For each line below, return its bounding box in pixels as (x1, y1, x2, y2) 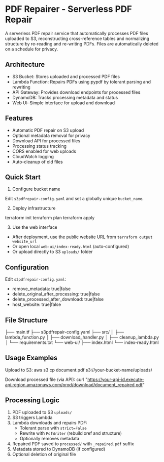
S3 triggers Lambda (12, 414, 53, 420)
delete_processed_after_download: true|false (12, 296, 104, 302)
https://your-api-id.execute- (87, 377, 144, 382)
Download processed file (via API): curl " (5, 377, 88, 382)
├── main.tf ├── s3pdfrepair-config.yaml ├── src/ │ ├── (5, 329, 124, 335)
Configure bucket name (12, 186, 61, 192)
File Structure (5, 316, 48, 324)
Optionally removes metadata (19, 435, 80, 441)
